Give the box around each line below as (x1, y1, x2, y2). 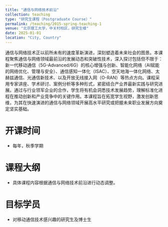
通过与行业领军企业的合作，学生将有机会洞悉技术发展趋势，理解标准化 (13, 87, 158, 93)
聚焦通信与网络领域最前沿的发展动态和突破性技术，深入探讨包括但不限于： (9, 55, 163, 61)
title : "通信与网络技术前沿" (5, 7, 59, 12)
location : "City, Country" (5, 35, 61, 40)
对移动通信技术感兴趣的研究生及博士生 (12, 216, 91, 222)
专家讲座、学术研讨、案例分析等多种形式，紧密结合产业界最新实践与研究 (9, 80, 158, 86)
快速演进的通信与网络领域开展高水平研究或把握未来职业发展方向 (26, 99, 158, 105)
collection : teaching (5, 12, 50, 17)
